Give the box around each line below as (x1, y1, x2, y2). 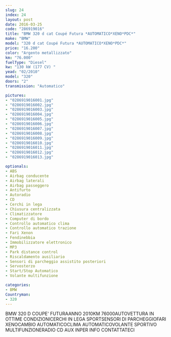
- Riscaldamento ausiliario (5, 254, 65, 259)
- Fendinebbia (5, 235, 36, 240)
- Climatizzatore (5, 211, 42, 216)
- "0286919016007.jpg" (5, 126, 54, 131)
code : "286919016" (5, 27, 44, 32)
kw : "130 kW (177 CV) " (5, 64, 56, 70)
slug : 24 (5, 7, 24, 13)
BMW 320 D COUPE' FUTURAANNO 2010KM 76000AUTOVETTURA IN (5, 310, 154, 317)
